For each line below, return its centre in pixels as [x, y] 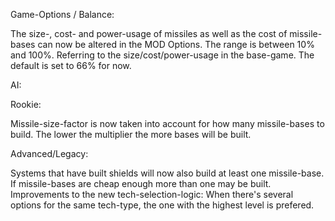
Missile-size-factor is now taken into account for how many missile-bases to [167, 123]
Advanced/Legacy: [49, 153]
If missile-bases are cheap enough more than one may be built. [141, 183]
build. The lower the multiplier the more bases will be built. [131, 134]
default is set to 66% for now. [71, 65]
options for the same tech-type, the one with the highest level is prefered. [162, 205]
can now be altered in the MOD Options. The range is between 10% [176, 44]
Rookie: [26, 104]
